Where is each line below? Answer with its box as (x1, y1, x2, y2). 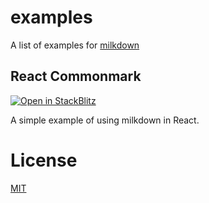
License (10, 149, 78, 171)
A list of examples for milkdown (10, 39, 140, 51)
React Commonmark (10, 68, 142, 85)
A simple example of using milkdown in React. (10, 114, 200, 126)
